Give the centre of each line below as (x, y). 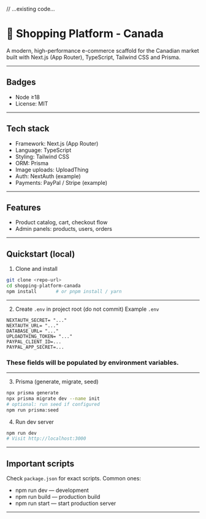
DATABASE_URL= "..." (33, 331)
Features (24, 207)
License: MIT (32, 103)
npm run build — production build (58, 497)
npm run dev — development (52, 490)
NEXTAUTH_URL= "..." (33, 326)
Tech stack (28, 129)
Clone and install (36, 269)
